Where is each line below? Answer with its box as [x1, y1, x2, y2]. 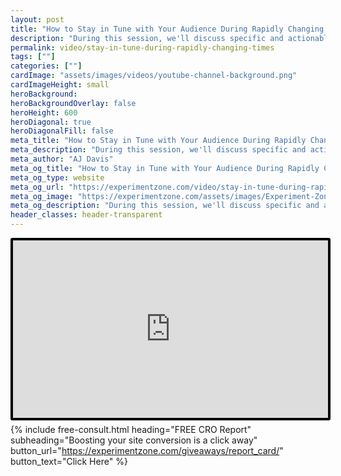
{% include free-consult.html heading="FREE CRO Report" [10, 423, 252, 435]
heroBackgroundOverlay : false [10, 98, 137, 108]
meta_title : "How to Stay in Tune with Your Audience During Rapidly [10, 136, 307, 146]
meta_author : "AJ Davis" [10, 154, 114, 164]
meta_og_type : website [10, 172, 105, 183]
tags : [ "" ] [10, 52, 56, 62]
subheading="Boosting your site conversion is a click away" [10, 434, 258, 446]
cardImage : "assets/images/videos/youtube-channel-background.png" [10, 71, 298, 81]
